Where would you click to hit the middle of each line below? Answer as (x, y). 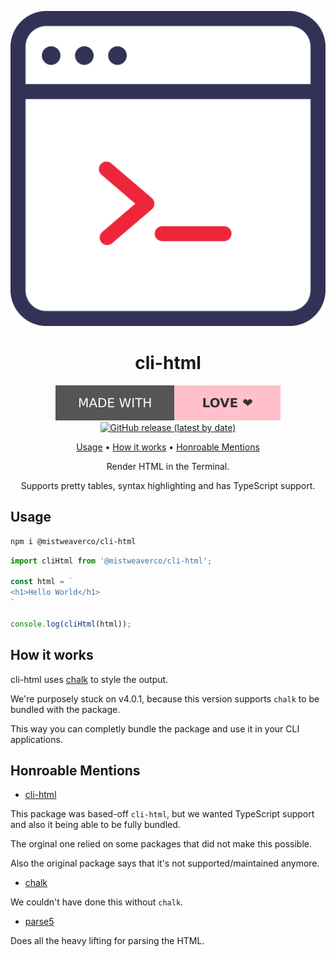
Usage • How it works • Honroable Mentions (168, 447)
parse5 (39, 922)
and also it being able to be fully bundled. (95, 825)
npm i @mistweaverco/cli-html (73, 541)
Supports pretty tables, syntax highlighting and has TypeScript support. (168, 485)
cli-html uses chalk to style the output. (89, 679)
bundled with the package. (65, 709)
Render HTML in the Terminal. (168, 466)
